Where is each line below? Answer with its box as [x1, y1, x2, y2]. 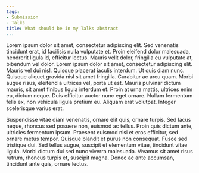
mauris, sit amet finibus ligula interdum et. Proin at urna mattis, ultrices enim [6, 86, 193, 93]
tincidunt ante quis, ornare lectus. [6, 161, 89, 168]
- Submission [6, 14, 39, 20]
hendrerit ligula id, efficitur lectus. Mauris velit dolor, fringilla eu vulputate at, [6, 54, 194, 61]
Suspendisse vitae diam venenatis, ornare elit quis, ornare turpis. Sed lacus [6, 117, 191, 124]
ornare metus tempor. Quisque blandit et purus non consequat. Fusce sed [6, 135, 188, 143]
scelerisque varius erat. [6, 105, 64, 112]
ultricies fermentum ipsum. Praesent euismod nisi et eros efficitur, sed [6, 129, 179, 136]
